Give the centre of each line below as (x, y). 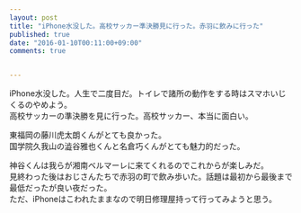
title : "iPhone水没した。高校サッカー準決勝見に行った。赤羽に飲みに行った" (137, 26)
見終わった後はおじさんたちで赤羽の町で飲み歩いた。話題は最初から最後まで (151, 177)
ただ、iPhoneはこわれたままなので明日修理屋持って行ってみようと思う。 (143, 200)
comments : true (38, 51)
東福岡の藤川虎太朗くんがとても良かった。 (88, 135)
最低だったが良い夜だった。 (61, 188)
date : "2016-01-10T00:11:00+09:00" (76, 43)
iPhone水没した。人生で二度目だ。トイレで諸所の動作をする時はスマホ (140, 93)
